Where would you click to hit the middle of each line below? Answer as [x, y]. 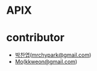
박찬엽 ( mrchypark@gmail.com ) [53, 55]
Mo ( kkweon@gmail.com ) [46, 62]
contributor [36, 38]
